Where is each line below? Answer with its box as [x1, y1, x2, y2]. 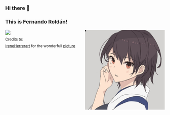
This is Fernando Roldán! [5, 18, 68, 25]
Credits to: [5, 37, 24, 42]
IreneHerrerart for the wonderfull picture [5, 43, 75, 49]
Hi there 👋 [5, 5, 30, 12]
